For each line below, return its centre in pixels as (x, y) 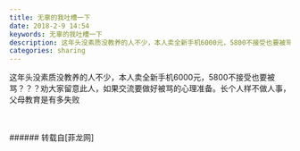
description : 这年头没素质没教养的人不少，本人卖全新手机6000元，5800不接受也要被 (148, 42)
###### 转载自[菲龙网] (52, 138)
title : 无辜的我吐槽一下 (50, 17)
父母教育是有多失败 (45, 100)
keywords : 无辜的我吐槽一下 (56, 34)
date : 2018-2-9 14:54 (50, 26)
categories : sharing (48, 51)
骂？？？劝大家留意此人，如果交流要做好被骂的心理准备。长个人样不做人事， (150, 88)
